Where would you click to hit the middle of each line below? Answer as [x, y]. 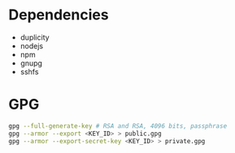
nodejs [31, 45]
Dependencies [59, 15]
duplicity [35, 37]
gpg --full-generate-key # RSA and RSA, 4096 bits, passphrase [118, 126]
